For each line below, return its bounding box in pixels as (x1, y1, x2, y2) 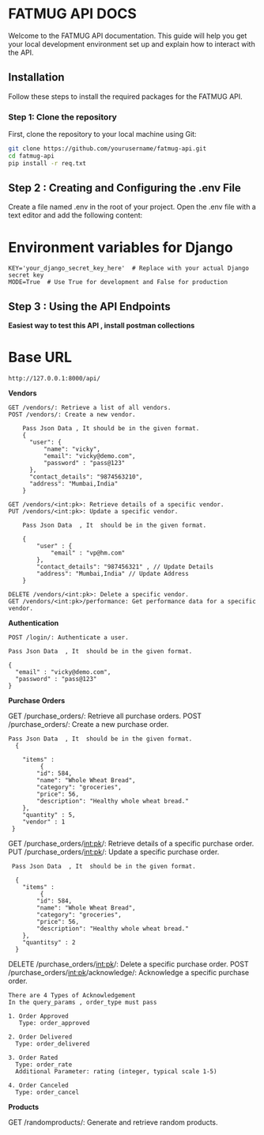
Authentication (8, 619, 59, 628)
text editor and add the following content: (8, 210, 143, 220)
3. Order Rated (8, 1054, 58, 1062)
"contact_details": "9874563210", (28, 473, 144, 481)
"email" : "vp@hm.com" (50, 549, 126, 558)
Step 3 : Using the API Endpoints (8, 300, 172, 313)
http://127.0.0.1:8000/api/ (8, 375, 101, 383)
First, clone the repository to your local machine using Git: (8, 130, 197, 139)
